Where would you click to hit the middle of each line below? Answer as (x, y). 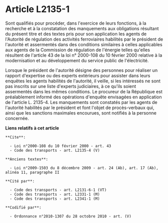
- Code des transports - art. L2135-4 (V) (55, 150)
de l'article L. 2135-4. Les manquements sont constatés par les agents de (81, 102)
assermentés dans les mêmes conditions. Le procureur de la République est (84, 91)
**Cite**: (16, 137)
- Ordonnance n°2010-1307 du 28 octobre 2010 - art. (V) (71, 216)
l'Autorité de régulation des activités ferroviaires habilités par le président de (84, 39)
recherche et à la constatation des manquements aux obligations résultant (82, 28)
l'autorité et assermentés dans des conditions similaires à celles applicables (84, 44)
